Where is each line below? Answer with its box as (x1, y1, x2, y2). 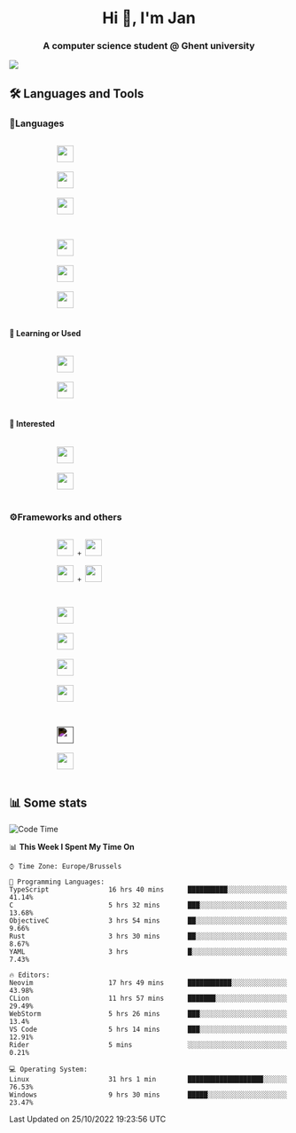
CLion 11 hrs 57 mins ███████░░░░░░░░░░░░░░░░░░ (9, 994, 288, 1003)
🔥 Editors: (9, 971, 51, 980)
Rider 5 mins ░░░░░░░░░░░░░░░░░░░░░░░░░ (9, 1040, 288, 1050)
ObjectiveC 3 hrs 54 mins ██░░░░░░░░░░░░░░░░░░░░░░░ (9, 916, 288, 925)
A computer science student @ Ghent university (43, 40, 255, 52)
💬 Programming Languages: (9, 877, 105, 886)
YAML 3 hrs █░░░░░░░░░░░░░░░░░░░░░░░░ (9, 947, 288, 956)
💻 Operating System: (9, 1065, 89, 1074)
